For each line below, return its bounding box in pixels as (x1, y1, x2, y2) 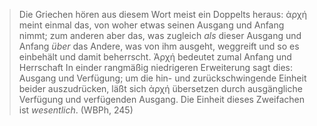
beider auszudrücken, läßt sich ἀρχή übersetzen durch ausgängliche (18, 83, 303, 94)
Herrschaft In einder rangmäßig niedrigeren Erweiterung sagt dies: (18, 62, 294, 73)
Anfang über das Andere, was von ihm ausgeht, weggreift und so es (18, 40, 300, 52)
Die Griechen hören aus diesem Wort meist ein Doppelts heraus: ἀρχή (18, 9, 308, 20)
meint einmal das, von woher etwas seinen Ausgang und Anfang (18, 19, 285, 31)
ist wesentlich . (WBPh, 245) (18, 104, 134, 116)
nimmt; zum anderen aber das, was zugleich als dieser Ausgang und (18, 30, 302, 41)
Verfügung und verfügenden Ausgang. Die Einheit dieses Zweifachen (18, 94, 305, 105)
